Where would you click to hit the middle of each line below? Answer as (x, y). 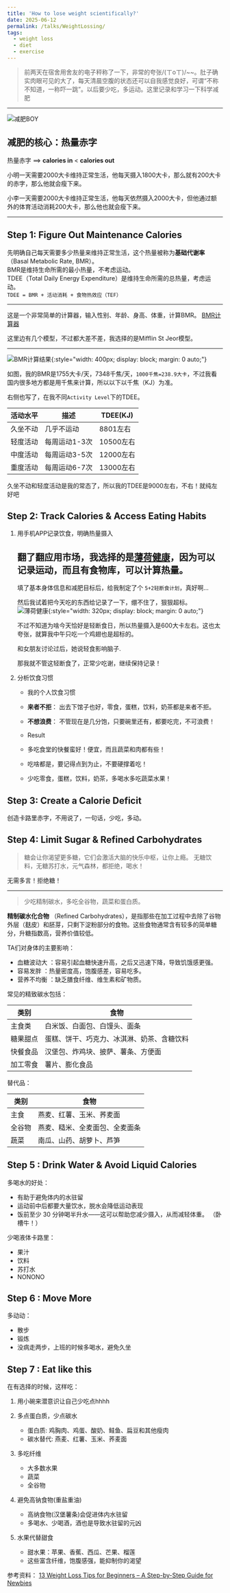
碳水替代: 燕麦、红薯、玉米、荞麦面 (77, 1439)
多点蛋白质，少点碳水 (47, 1416)
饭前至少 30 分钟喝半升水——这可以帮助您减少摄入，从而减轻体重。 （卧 (119, 1214)
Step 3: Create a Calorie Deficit (74, 801)
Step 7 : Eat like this (50, 1369)
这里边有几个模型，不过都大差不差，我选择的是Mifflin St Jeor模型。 (102, 338)
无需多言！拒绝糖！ (34, 880)
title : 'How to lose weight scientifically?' (73, 13)
